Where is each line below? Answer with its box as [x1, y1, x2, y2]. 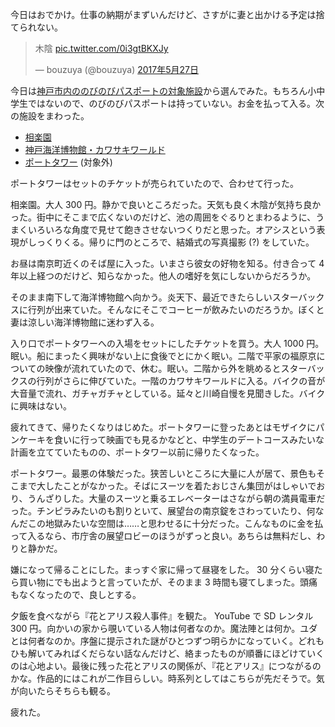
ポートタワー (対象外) [24, 156, 113, 168]
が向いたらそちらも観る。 [10, 685, 116, 697]
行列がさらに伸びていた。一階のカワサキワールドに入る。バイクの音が [36, 375, 326, 387]
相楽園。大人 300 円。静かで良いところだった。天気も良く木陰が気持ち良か [10, 199, 322, 210]
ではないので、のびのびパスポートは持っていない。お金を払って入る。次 [27, 98, 325, 109]
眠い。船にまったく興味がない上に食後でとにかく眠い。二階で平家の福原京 [10, 350, 317, 362]
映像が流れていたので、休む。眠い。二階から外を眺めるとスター [44, 363, 308, 374]
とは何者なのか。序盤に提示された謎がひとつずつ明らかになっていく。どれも [10, 635, 325, 647]
